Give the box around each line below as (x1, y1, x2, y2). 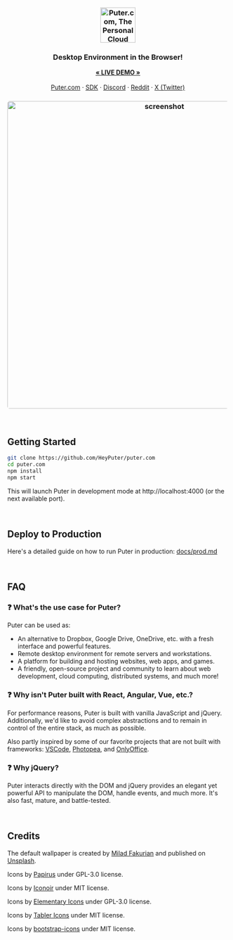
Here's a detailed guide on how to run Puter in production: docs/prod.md (7, 547, 218, 555)
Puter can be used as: (7, 621, 71, 629)
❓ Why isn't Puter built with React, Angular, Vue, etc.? (7, 690, 193, 700)
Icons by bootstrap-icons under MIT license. (7, 925, 135, 933)
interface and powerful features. (17, 642, 111, 650)
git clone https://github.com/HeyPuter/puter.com (7, 454, 156, 462)
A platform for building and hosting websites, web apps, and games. (17, 657, 215, 666)
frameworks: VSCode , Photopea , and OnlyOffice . (7, 745, 149, 753)
